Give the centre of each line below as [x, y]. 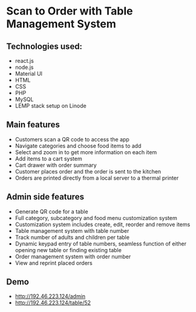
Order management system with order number [73, 256]
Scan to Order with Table [70, 11]
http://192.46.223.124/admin [50, 296]
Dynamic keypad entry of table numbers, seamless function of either [101, 244]
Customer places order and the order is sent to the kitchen [88, 171]
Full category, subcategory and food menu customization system [96, 218]
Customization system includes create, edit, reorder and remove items [103, 224]
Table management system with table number [72, 230]
